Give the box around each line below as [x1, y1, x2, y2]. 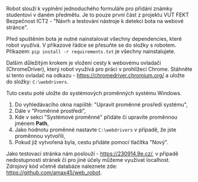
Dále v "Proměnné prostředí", [14, 108, 86, 114]
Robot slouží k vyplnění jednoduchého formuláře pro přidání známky [6, 5, 173, 12]
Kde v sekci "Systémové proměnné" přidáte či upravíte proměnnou [14, 113, 178, 121]
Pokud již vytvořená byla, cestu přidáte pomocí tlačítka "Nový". [14, 139, 168, 145]
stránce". [6, 24, 28, 31]
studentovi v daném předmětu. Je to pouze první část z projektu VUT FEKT [6, 11, 189, 18]
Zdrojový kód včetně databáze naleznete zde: [6, 162, 118, 170]
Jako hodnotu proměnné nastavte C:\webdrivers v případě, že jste [14, 126, 177, 133]
